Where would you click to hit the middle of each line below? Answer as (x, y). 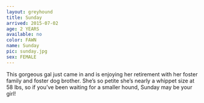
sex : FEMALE (21, 57)
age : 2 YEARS (23, 29)
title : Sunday (24, 18)
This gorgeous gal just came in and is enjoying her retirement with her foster (102, 74)
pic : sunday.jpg (27, 51)
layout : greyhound (30, 12)
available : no (24, 35)
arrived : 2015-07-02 (33, 23)
